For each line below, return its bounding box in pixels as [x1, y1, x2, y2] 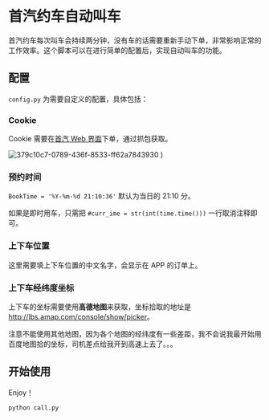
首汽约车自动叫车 [8, 7, 122, 26]
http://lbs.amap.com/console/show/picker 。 [8, 312, 154, 321]
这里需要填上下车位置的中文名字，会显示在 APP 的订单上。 [8, 260, 202, 270]
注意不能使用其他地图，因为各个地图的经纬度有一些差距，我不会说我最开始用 [8, 328, 262, 338]
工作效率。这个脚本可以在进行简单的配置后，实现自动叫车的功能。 [8, 45, 226, 55]
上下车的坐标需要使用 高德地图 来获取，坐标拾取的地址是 [8, 302, 191, 312]
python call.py [8, 403, 59, 412]
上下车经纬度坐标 [8, 282, 75, 293]
